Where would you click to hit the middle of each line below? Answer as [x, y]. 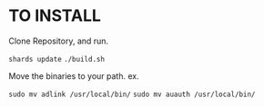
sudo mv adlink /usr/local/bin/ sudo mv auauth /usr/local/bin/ [132, 94]
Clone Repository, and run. [59, 41]
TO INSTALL [55, 16]
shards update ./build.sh [57, 59]
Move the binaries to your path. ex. [74, 76]
